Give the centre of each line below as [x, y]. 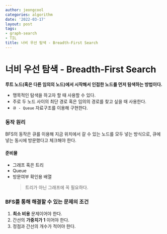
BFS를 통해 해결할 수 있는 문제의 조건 [47, 202]
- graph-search [21, 33]
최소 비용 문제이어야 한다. [37, 214]
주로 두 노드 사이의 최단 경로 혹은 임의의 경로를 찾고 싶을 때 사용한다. [79, 101]
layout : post [19, 24]
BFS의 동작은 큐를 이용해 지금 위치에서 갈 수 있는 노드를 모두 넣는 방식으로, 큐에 [83, 134]
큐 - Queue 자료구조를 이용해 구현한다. [50, 108]
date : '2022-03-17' [26, 19]
